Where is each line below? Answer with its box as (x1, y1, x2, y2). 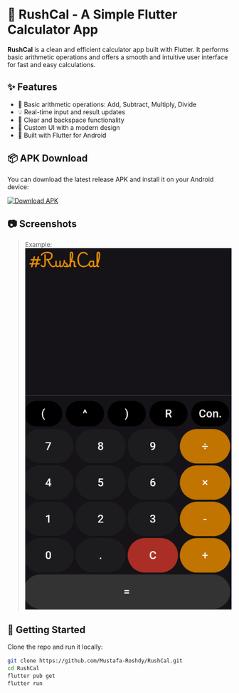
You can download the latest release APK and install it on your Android (7, 175, 214, 183)
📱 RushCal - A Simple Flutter (7, 6, 178, 23)
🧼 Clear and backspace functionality (17, 116, 124, 124)
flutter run (7, 679, 43, 687)
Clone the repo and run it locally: (7, 642, 103, 652)
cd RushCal (7, 665, 40, 672)
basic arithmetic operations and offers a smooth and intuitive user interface (7, 53, 228, 61)
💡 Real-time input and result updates (17, 107, 126, 116)
